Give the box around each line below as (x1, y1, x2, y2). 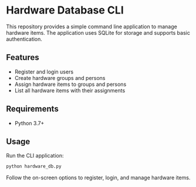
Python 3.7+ (14, 119, 45, 126)
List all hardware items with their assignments (14, 86, 126, 94)
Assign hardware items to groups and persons (14, 81, 127, 88)
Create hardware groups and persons (14, 74, 106, 81)
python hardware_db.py (6, 163, 62, 169)
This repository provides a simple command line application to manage (6, 23, 177, 30)
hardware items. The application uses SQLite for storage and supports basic (6, 29, 191, 36)
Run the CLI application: (6, 152, 64, 159)
